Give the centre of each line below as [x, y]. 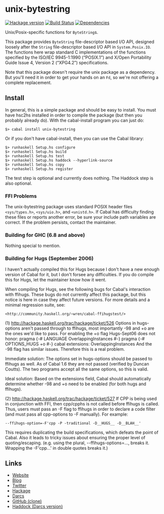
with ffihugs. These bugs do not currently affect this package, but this [75, 294]
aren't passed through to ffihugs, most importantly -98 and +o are [88, 328]
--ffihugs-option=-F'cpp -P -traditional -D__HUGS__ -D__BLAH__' [73, 423]
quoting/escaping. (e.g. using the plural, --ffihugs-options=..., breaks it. [77, 443]
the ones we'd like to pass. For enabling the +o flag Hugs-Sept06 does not [80, 333]
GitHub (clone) [27, 501]
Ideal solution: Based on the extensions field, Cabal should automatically [78, 378]
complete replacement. [28, 83]
